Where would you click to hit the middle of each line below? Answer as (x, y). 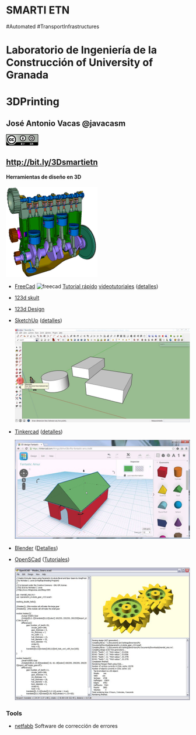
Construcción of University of (80, 63)
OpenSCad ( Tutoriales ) (42, 559)
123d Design (29, 309)
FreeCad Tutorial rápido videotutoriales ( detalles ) (86, 286)
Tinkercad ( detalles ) (38, 432)
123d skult (27, 298)
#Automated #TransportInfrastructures (53, 26)
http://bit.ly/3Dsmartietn (52, 162)
